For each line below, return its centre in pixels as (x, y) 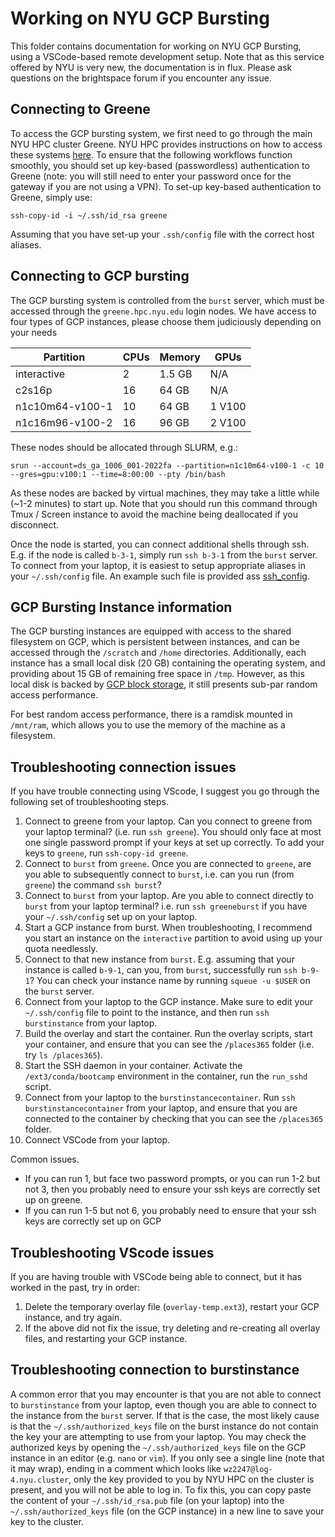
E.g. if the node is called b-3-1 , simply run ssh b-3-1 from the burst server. (164, 554)
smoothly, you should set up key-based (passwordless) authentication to (160, 165)
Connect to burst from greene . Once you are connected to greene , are (168, 864)
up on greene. (53, 1200)
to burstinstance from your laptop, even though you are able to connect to (163, 1404)
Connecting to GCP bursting (100, 276)
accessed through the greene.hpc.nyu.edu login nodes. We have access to (163, 311)
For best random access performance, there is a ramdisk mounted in (151, 714)
